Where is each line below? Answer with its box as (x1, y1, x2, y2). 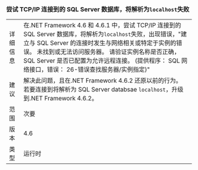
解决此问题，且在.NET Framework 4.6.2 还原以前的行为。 (23, 77, 182, 85)
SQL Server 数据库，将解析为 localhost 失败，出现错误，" (23, 30, 181, 38)
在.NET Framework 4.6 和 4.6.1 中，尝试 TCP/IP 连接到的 (23, 21, 181, 30)
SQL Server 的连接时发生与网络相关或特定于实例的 (37, 39, 177, 47)
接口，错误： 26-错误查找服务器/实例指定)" (29, 66, 150, 74)
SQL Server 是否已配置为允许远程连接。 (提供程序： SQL (23, 57, 180, 65)
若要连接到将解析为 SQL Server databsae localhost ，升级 (23, 86, 184, 94)
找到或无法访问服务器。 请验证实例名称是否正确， (42, 48, 180, 56)
